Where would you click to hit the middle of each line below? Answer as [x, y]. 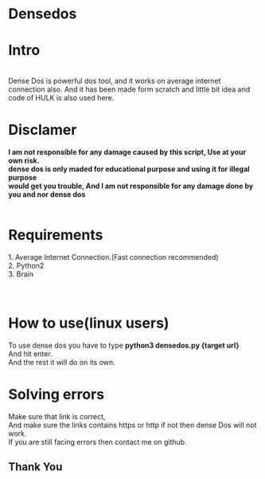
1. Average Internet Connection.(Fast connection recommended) [113, 257]
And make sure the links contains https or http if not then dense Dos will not [132, 425]
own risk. [24, 161]
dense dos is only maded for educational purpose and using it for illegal [129, 169]
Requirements [56, 235]
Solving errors [57, 395]
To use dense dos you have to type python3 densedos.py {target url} [124, 345]
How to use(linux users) [89, 323]
